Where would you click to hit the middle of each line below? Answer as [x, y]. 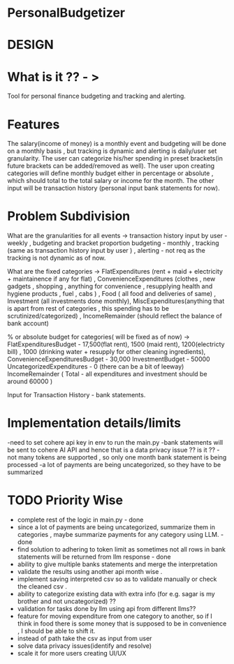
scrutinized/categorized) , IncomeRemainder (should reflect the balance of [115, 316]
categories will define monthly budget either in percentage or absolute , [110, 173]
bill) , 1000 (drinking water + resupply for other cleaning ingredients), [107, 352]
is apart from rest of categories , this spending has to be [88, 309]
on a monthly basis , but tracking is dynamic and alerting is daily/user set [112, 151]
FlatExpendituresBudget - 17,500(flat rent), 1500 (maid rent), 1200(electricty [116, 344]
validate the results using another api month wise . [90, 572]
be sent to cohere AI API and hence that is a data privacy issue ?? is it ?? [111, 450]
